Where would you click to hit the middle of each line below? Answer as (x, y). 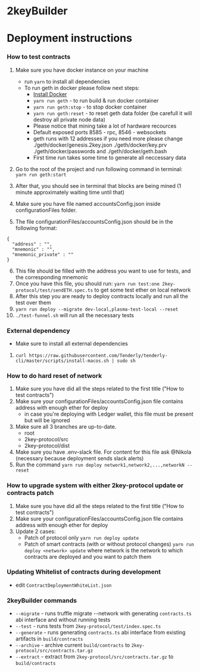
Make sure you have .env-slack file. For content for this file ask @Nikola (103, 452)
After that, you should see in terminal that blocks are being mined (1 (98, 185)
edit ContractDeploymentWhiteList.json (63, 585)
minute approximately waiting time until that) (70, 192)
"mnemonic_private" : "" (43, 255)
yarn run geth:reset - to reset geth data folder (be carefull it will (112, 113)
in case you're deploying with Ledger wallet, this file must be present (109, 414)
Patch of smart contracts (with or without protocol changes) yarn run (109, 544)
